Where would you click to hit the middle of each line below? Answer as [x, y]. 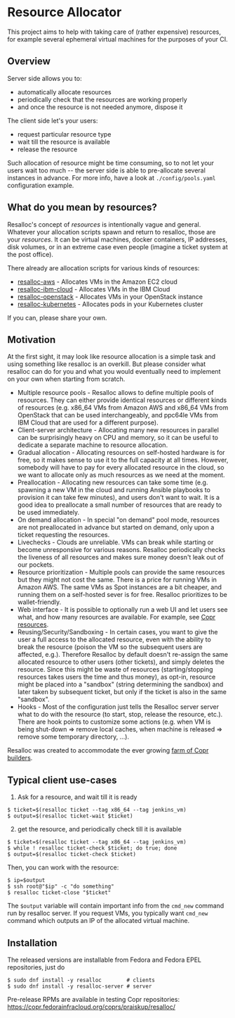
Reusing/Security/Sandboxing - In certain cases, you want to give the [117, 632]
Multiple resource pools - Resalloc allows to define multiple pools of [115, 393]
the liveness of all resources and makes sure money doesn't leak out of [120, 558]
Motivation [32, 340]
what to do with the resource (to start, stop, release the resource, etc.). [120, 715]
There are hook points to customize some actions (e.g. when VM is [114, 722]
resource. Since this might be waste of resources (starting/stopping [115, 670]
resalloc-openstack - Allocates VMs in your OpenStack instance [110, 296]
